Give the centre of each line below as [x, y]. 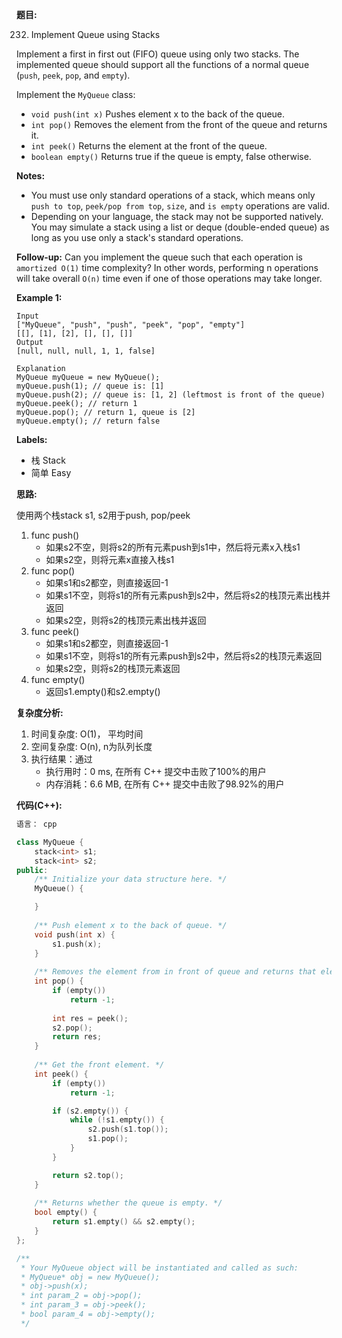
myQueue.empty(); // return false [88, 421]
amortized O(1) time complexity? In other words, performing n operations [167, 267]
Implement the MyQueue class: [76, 94]
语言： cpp [37, 824]
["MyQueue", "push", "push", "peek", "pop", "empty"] [131, 325]
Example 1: [39, 297]
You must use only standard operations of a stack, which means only [173, 195]
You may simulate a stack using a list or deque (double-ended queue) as [180, 227]
